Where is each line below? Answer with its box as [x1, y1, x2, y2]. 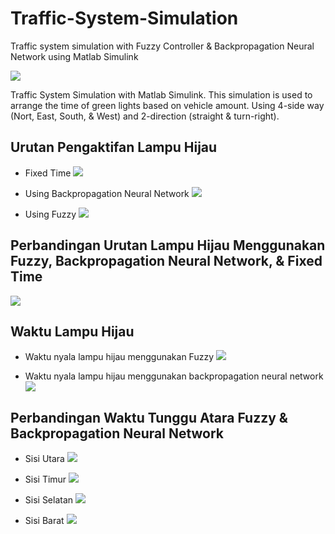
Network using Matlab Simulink [10, 50, 139, 62]
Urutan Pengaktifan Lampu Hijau [10, 139, 218, 156]
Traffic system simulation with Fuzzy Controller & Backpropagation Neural [10, 40, 315, 52]
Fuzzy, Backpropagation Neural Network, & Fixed [10, 253, 323, 270]
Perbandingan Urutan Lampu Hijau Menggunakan [10, 237, 326, 254]
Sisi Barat [24, 515, 65, 527]
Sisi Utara [24, 453, 65, 465]
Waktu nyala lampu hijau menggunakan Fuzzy [24, 351, 215, 363]
